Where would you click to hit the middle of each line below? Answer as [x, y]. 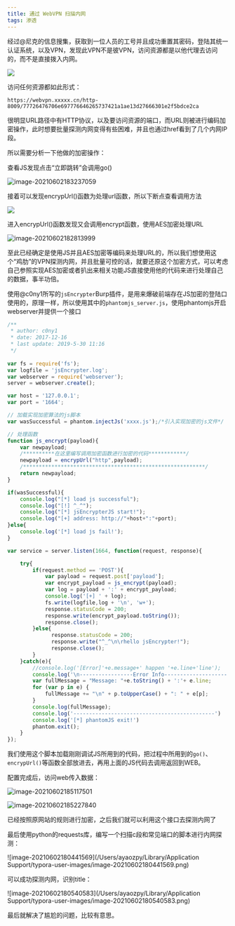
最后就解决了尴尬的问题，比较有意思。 [62, 915]
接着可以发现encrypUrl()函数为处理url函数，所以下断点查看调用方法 [105, 196]
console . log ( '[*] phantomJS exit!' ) [86, 720]
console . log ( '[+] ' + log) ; [86, 596]
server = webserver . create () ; [52, 383]
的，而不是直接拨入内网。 [44, 59]
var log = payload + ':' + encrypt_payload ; [111, 590]
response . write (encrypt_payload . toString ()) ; [112, 616]
